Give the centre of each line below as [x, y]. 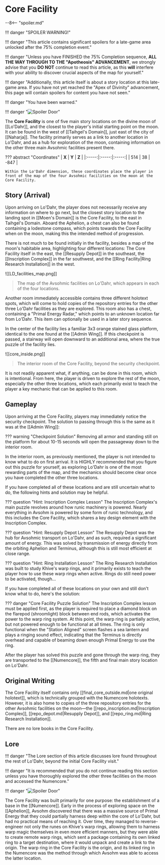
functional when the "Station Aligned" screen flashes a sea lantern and [77, 629]
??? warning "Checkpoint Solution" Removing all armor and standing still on [82, 436]
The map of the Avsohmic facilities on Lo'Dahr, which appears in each [88, 283]
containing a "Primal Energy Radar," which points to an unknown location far [82, 314]
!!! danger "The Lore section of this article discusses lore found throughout [81, 756]
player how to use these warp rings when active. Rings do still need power [81, 573]
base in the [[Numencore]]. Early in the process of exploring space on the [80, 806]
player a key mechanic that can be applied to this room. [61, 389]
